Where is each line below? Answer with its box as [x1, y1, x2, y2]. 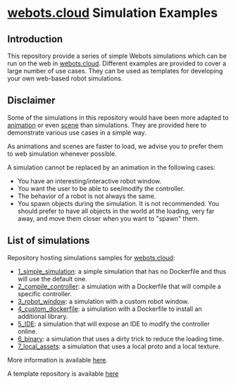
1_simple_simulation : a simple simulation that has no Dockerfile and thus [17, 267, 227, 276]
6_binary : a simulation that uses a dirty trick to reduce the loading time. [17, 334, 224, 343]
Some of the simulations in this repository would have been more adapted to [7, 113, 229, 121]
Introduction [7, 33, 63, 45]
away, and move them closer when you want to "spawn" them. [17, 214, 199, 223]
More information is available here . [7, 355, 108, 364]
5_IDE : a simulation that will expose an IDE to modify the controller [17, 319, 210, 328]
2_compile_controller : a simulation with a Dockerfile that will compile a [17, 282, 221, 291]
